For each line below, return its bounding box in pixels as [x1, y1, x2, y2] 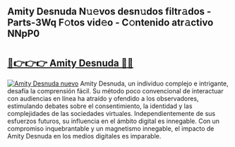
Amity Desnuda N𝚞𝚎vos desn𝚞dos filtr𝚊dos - [7, 6, 212, 18]
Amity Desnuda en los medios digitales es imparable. [7, 132, 162, 140]
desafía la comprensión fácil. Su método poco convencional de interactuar [7, 87, 224, 95]
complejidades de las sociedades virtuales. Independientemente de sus [7, 110, 216, 117]
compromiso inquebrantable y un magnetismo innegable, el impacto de [7, 124, 215, 133]
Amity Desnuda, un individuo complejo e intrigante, [80, 79, 229, 88]
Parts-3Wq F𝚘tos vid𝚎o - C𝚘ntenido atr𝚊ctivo [7, 17, 214, 29]
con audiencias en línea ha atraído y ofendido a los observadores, [7, 95, 199, 102]
